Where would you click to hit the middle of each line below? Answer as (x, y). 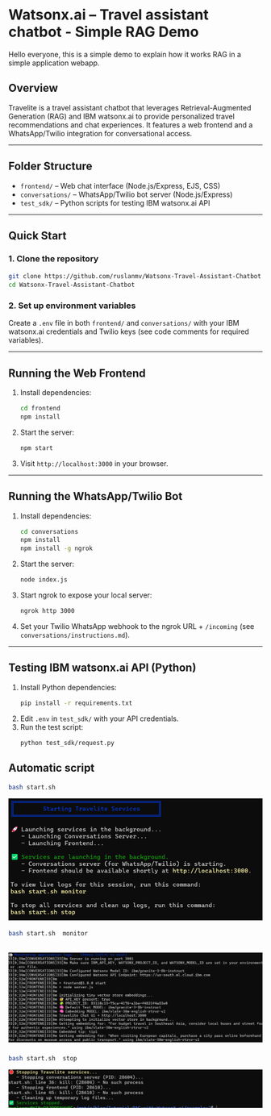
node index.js (44, 580)
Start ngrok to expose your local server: (86, 595)
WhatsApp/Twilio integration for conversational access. (100, 133)
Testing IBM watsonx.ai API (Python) (102, 668)
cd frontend (40, 409)
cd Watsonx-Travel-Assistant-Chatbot (72, 285)
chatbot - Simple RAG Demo (104, 32)
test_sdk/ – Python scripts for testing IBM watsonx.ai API (115, 202)
